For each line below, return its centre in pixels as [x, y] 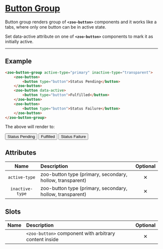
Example [18, 61]
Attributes [21, 152]
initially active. [19, 41]
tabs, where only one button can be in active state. [56, 27]
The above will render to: [30, 127]
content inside [42, 239]
